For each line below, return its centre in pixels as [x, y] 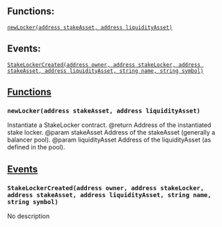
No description [29, 216]
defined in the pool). [36, 147]
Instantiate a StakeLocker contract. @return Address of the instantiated [109, 125]
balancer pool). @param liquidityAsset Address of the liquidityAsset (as [109, 140]
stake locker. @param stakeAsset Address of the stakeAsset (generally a [111, 133]
